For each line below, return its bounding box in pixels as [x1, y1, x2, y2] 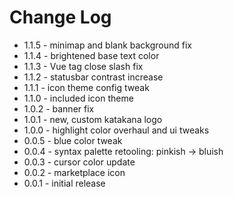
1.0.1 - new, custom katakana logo [23, 113, 163, 125]
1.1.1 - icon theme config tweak [23, 81, 150, 93]
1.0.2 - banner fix [23, 102, 95, 115]
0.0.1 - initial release [23, 177, 106, 189]
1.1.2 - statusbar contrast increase [23, 71, 164, 83]
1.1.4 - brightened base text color [23, 49, 160, 61]
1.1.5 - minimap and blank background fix [23, 39, 193, 51]
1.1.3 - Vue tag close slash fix [23, 60, 144, 72]
